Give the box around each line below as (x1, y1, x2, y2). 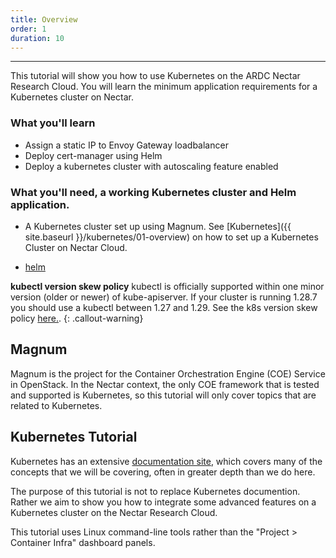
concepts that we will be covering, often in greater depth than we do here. (10, 466, 316, 478)
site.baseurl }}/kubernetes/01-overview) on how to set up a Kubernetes (24, 231, 319, 243)
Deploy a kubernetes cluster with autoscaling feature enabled (24, 160, 279, 172)
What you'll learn (10, 116, 96, 130)
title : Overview (10, 14, 78, 25)
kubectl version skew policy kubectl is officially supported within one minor (10, 280, 325, 292)
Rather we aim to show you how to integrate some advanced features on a (10, 496, 317, 508)
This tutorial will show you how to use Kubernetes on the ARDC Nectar (10, 70, 301, 82)
